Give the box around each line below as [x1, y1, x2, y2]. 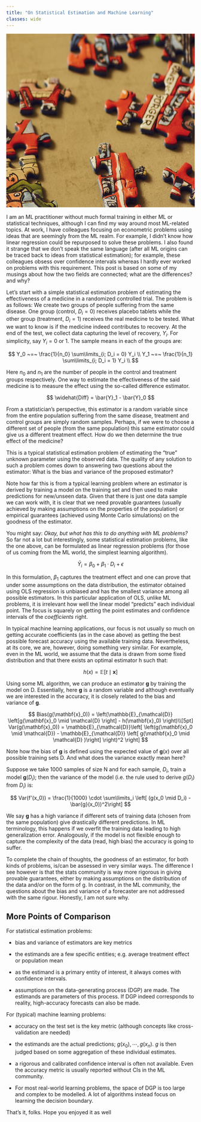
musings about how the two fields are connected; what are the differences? [6, 270, 193, 278]
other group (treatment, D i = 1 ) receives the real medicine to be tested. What [6, 315, 195, 324]
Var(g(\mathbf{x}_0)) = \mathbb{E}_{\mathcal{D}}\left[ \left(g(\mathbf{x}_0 [8, 723, 193, 731]
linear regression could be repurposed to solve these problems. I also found [6, 239, 193, 246]
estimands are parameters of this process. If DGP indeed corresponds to [14, 993, 194, 1000]
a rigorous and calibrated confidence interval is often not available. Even [14, 1060, 194, 1067]
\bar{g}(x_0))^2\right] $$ [69, 801, 132, 808]
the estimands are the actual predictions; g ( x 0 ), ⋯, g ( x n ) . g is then [14, 1040, 176, 1049]
